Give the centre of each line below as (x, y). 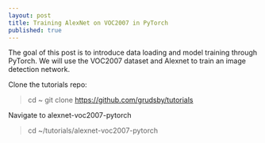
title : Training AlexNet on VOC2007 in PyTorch (88, 23)
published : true (35, 30)
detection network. (39, 70)
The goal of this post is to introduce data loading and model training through (133, 53)
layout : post (30, 15)
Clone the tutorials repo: (48, 85)
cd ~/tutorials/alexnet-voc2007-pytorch (93, 130)
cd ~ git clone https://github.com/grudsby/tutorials (110, 100)
